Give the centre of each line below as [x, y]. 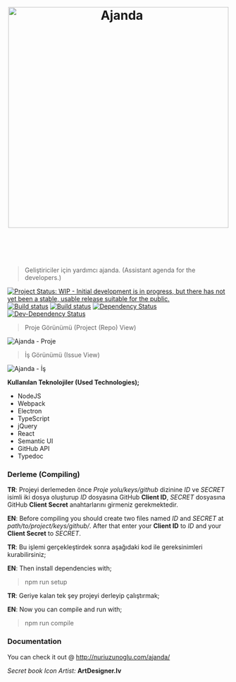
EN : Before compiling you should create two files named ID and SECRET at [116, 519]
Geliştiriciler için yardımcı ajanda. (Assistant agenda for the [110, 270]
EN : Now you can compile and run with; [65, 609]
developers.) [43, 277]
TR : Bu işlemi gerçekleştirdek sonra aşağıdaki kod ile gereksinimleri [105, 547]
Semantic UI [35, 441]
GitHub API [33, 448]
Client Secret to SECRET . [44, 534]
